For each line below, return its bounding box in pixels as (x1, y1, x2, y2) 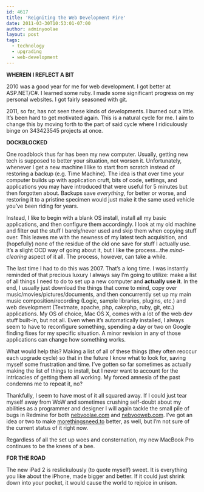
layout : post (6, 32, 39, 38)
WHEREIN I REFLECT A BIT (6, 71, 75, 78)
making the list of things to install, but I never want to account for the (6, 367, 178, 374)
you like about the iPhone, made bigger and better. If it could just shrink (6, 473, 185, 480)
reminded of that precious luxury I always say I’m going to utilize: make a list (6, 271, 197, 278)
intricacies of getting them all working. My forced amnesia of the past (6, 373, 180, 381)
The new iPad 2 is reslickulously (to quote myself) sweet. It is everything (6, 466, 188, 473)
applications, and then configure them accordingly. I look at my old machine (6, 220, 196, 228)
